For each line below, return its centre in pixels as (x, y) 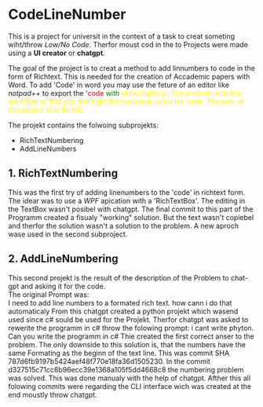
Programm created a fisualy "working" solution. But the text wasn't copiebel (131, 217)
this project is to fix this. (47, 110)
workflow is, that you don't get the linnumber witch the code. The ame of (126, 101)
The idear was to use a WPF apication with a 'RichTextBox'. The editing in (127, 200)
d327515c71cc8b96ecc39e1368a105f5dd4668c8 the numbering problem (126, 369)
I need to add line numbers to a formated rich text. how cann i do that (120, 302)
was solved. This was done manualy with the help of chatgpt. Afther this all (130, 378)
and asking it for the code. (63, 286)
